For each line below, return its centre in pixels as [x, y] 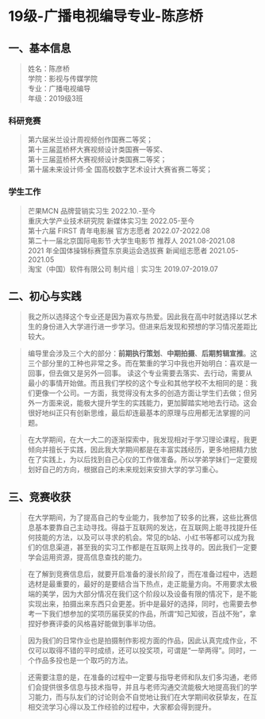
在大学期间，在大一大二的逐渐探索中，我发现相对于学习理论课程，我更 [142, 440]
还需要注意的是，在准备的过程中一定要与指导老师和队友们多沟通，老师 [142, 677]
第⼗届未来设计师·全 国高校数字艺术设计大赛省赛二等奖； [120, 169]
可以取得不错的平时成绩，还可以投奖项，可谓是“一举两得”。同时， [142, 651]
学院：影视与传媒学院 [62, 79]
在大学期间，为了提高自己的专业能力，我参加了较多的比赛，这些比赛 [139, 517]
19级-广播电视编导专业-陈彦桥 [106, 16]
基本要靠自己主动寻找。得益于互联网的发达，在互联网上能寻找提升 [142, 528]
